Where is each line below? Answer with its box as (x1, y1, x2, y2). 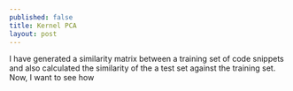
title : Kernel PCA (9, 21, 77, 30)
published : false (9, 12, 73, 22)
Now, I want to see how (9, 72, 95, 83)
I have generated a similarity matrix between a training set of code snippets (9, 54, 285, 64)
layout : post (9, 29, 58, 38)
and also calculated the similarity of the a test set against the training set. (9, 63, 276, 73)
